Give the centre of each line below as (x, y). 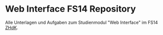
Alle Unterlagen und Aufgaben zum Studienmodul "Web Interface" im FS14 (81, 22)
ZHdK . (12, 27)
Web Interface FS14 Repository (71, 9)
